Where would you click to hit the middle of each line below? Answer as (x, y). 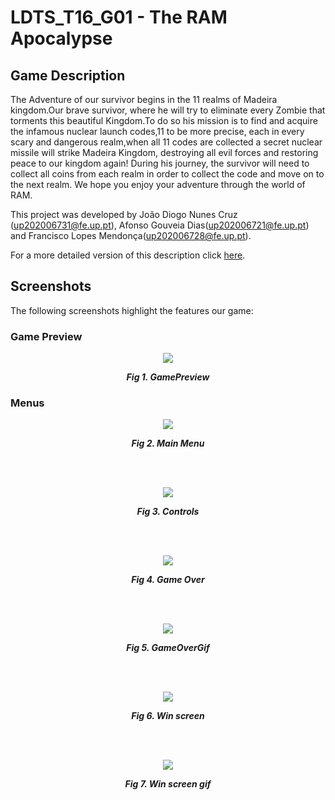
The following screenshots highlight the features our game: (132, 310)
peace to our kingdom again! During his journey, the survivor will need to (160, 163)
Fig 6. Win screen (168, 716)
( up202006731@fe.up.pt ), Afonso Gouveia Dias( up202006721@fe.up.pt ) (160, 225)
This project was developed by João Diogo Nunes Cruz (124, 214)
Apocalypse (61, 38)
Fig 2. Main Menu (168, 443)
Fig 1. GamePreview (168, 377)
